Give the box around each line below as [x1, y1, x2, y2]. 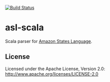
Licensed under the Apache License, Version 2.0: [5, 66, 105, 72]
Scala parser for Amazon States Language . [5, 38, 93, 44]
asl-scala [5, 22, 44, 33]
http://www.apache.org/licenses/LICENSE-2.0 [5, 71, 99, 77]
